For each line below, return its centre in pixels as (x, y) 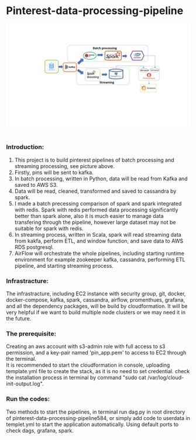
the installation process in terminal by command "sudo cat (76, 378)
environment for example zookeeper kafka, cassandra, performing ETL (100, 260)
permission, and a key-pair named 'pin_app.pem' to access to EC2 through (96, 353)
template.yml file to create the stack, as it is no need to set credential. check (98, 371)
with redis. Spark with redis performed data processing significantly (96, 210)
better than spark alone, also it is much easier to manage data (89, 216)
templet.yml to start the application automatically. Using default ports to (92, 424)
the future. (19, 319)
